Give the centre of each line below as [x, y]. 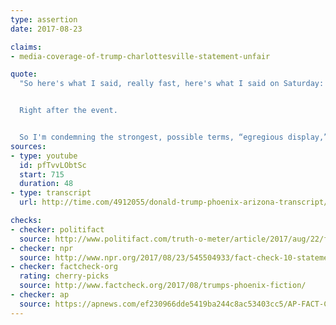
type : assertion [44, 19]
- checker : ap [40, 295]
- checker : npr [42, 248]
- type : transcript [51, 193]
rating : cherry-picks [64, 276]
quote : [24, 74]
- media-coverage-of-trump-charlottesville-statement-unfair [140, 56]
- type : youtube [44, 156]
